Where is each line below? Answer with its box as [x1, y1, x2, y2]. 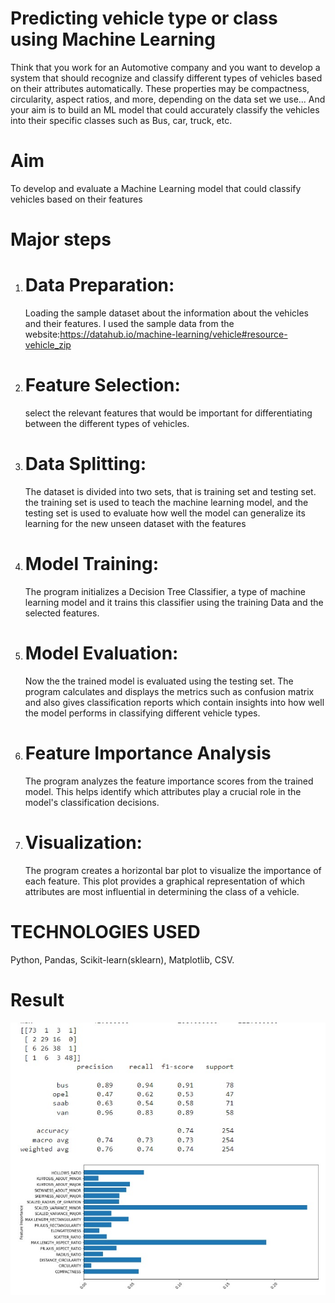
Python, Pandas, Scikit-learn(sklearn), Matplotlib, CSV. [10, 953, 235, 966]
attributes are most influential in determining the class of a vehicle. [24, 885, 300, 897]
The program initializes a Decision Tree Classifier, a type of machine [24, 585, 306, 597]
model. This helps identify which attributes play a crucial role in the [24, 785, 302, 797]
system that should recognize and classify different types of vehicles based [10, 72, 323, 84]
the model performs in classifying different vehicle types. [24, 707, 261, 719]
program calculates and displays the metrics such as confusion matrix [24, 685, 315, 697]
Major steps [10, 228, 112, 251]
